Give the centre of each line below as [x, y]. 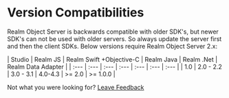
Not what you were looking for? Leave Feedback [76, 87]
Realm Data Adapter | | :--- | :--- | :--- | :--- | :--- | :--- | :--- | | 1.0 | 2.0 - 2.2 [115, 66]
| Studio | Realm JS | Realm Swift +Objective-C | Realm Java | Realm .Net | [112, 59]
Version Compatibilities [76, 13]
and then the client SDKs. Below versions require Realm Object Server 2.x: [112, 46]
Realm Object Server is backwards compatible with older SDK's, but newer [113, 32]
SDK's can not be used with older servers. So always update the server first [115, 38]
